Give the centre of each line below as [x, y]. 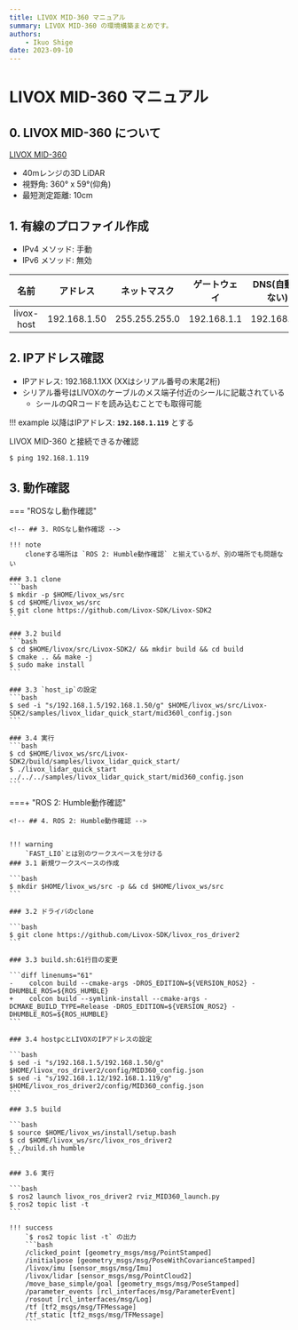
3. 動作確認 [39, 489]
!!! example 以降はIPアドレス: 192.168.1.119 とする [102, 422]
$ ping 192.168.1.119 [49, 458]
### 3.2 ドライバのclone [52, 912]
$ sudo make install [47, 665]
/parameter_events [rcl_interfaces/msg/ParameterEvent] [131, 1292]
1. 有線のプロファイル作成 [79, 226]
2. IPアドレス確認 [57, 358]
